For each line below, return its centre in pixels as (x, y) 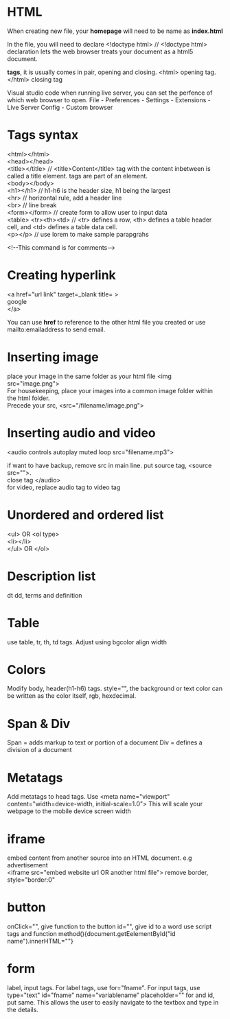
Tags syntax (43, 135)
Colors (26, 669)
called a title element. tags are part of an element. (77, 176)
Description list (51, 576)
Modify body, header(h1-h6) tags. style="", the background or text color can (115, 689)
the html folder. (28, 398)
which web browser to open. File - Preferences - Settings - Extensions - (109, 99)
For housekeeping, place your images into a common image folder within (110, 390)
